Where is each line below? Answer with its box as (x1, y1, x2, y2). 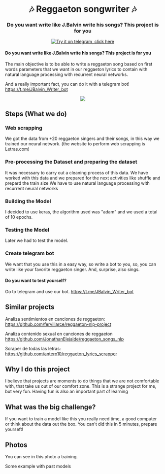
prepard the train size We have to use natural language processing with (5, 180, 150, 186)
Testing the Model (5, 226, 49, 233)
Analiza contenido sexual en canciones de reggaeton (5, 331, 113, 337)
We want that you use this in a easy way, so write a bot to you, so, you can (5, 261, 157, 267)
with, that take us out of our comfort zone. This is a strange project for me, (5, 383, 157, 389)
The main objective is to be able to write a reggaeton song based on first (5, 61, 153, 67)
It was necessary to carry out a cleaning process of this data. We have (5, 169, 148, 175)
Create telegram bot (5, 250, 54, 257)
